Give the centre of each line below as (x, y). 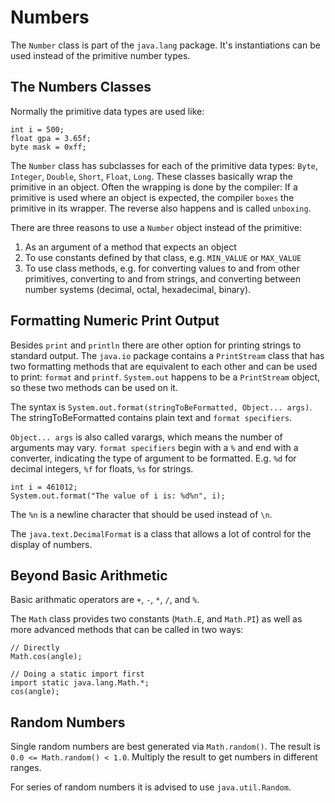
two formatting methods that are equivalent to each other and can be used (164, 366)
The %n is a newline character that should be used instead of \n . (141, 514)
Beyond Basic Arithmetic (89, 575)
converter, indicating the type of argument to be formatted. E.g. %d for (153, 458)
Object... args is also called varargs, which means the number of (146, 437)
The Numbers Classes (81, 87)
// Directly (35, 648)
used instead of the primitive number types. (100, 55)
